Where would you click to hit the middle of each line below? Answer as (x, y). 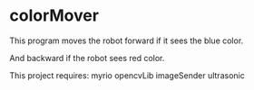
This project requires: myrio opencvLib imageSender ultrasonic (127, 75)
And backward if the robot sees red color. (87, 58)
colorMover (54, 16)
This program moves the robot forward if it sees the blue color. (127, 40)
